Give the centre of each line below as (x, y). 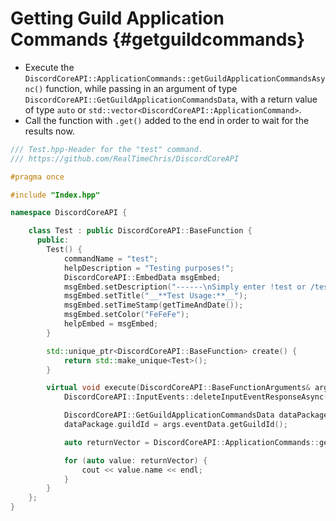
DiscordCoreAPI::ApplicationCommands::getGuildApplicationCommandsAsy (175, 78)
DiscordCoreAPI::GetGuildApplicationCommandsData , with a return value (171, 99)
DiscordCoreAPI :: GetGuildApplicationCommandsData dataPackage (196, 415)
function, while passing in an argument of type (141, 88)
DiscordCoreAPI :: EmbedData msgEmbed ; (142, 277)
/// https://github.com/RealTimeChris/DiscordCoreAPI (125, 158)
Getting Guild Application (117, 18)
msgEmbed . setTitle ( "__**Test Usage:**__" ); (155, 296)
